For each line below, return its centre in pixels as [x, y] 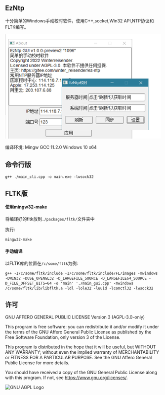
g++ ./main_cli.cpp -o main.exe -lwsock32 [49, 177]
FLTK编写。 [17, 27]
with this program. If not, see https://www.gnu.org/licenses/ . [66, 378]
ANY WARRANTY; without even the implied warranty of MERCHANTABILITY [82, 352]
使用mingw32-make [26, 207]
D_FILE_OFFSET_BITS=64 [28, 283]
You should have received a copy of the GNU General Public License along [81, 372]
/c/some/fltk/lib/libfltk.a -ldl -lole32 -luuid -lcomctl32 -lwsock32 [79, 288]
